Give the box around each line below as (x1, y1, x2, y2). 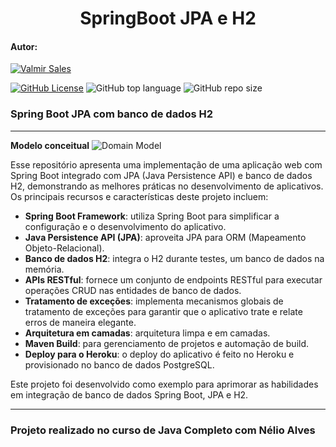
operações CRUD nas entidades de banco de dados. (24, 284, 242, 296)
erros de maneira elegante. (24, 316, 137, 328)
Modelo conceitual (10, 139, 90, 151)
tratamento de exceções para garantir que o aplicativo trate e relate (24, 305, 303, 317)
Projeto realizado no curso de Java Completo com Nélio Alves (10, 423, 316, 437)
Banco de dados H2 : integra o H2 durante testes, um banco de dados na (24, 252, 325, 264)
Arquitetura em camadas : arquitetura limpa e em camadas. (24, 327, 271, 339)
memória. (24, 263, 65, 275)
